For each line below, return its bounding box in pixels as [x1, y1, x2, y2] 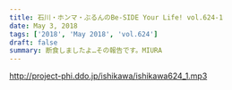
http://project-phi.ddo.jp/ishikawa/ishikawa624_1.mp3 [9, 70, 208, 81]
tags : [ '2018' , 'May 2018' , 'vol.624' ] [9, 29, 159, 38]
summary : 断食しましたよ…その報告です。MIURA [9, 46, 163, 55]
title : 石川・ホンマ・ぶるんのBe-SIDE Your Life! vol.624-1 [9, 12, 224, 22]
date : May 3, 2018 [9, 21, 78, 30]
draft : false [9, 37, 58, 47]
